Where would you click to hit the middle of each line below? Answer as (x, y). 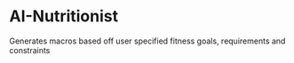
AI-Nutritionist (64, 16)
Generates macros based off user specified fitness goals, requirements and (147, 41)
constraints (30, 50)
